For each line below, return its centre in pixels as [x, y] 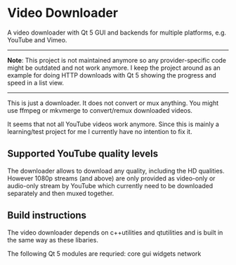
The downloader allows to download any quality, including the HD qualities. [116, 171]
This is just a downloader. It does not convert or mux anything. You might [113, 103]
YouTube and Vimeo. [37, 39]
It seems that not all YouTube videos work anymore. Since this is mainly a [113, 124]
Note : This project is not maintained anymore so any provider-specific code [117, 60]
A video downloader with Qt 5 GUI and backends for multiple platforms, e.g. [117, 32]
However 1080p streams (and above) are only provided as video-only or [111, 178]
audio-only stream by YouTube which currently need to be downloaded [110, 185]
